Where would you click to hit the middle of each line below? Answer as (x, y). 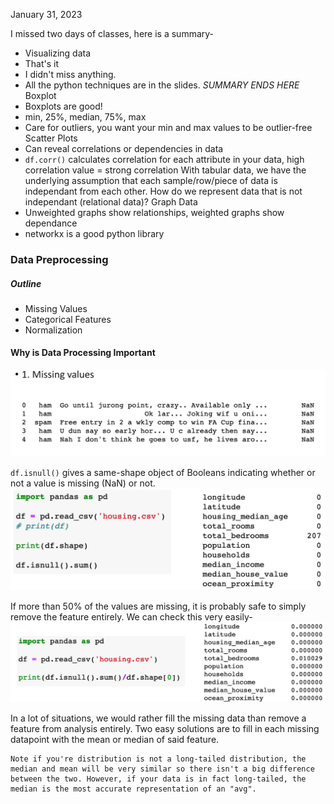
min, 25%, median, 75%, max (85, 117)
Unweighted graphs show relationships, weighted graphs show (154, 212)
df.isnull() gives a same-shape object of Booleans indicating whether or (163, 473)
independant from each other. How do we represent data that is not (163, 191)
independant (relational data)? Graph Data (111, 202)
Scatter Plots (51, 138)
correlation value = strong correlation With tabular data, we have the (165, 170)
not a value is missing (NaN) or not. (83, 483)
